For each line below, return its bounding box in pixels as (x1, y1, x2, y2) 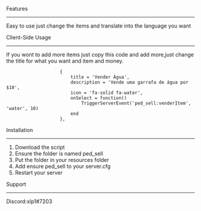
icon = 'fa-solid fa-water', (70, 90, 144, 96)
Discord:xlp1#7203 (6, 198, 53, 205)
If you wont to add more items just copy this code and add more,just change (6, 51, 194, 58)
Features (6, 5, 28, 12)
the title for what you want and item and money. (6, 57, 124, 65)
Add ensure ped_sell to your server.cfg (14, 163, 111, 170)
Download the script (14, 143, 65, 151)
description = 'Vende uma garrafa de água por (70, 79, 188, 85)
